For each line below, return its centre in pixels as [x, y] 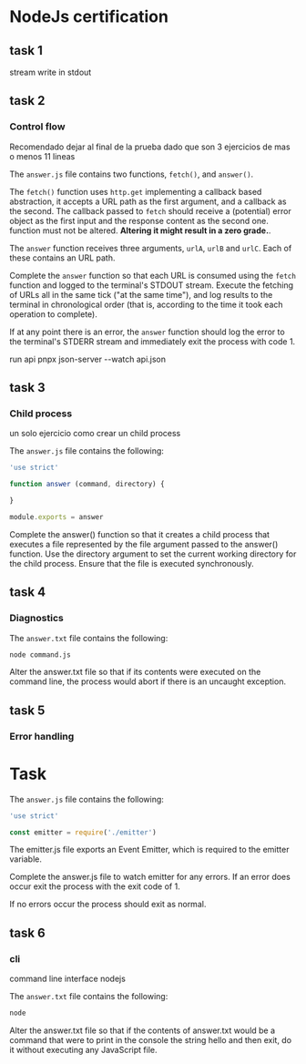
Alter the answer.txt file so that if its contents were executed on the [135, 672]
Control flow [37, 127]
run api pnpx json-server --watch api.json [88, 359]
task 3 [27, 388]
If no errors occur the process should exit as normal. [108, 905]
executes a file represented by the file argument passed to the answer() [144, 544]
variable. [26, 859]
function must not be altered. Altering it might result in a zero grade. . [140, 230]
